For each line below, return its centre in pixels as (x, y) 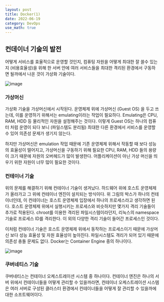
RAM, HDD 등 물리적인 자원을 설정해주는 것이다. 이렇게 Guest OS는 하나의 (76, 121)
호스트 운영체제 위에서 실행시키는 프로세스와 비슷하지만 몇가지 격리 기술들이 (83, 206)
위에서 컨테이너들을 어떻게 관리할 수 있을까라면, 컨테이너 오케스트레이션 (78, 282)
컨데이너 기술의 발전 (33, 49)
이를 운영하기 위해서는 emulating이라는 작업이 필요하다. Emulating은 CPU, (87, 115)
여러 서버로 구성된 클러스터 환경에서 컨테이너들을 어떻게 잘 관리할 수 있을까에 (83, 288)
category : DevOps (23, 23)
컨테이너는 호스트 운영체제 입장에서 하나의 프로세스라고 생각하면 (89, 200)
